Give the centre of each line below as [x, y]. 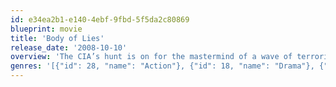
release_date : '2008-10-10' [69, 47]
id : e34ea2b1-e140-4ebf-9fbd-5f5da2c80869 [100, 19]
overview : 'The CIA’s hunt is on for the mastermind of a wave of [151, 57]
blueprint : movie [46, 29]
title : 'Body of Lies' [57, 38]
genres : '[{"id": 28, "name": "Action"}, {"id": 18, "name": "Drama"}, [162, 66]
